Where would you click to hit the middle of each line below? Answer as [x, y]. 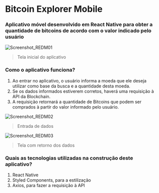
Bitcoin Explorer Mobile [54, 9]
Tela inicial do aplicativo [41, 57]
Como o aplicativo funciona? [40, 70]
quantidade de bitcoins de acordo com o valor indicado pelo [78, 31]
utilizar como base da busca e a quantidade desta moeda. [71, 86]
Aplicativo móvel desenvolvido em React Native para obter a [79, 25]
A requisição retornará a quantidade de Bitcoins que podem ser [77, 102]
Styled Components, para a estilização [52, 180]
